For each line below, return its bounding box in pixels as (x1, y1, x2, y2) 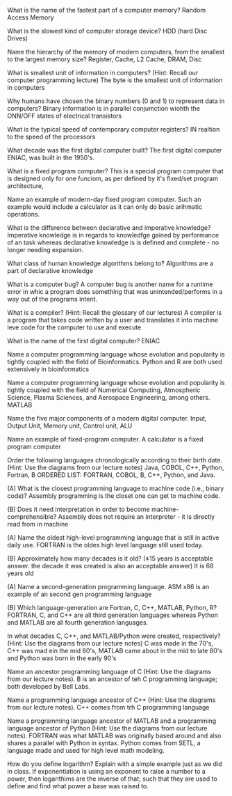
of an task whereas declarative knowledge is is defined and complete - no (7, 238, 219, 247)
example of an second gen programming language (7, 590, 152, 598)
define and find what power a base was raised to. (7, 782, 149, 790)
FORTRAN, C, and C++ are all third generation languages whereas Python (7, 611, 219, 619)
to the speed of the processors (7, 132, 96, 141)
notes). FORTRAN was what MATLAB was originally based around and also (7, 731, 222, 740)
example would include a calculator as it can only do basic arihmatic (7, 203, 203, 211)
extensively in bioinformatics (7, 365, 90, 373)
